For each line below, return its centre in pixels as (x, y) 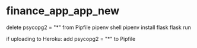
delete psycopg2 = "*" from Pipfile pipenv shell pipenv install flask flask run (99, 27)
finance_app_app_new (63, 11)
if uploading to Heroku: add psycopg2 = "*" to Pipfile (71, 39)
